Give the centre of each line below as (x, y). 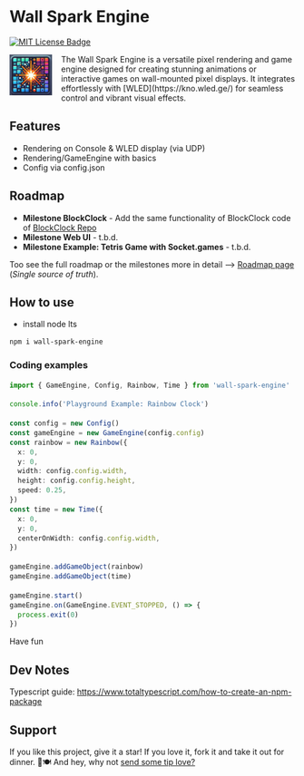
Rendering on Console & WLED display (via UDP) (114, 148)
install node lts (49, 325)
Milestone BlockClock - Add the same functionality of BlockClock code (157, 218)
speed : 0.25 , (42, 490)
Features (35, 126)
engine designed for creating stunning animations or (159, 69)
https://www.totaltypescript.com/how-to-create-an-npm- (184, 692)
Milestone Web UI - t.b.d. (70, 237)
